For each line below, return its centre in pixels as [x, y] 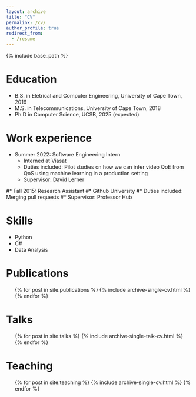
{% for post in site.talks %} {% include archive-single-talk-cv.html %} [99, 336]
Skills [20, 221]
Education [31, 79]
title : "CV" [21, 17]
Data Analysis [31, 249]
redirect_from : [25, 34]
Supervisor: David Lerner [54, 179]
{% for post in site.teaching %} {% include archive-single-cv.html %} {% [103, 382]
